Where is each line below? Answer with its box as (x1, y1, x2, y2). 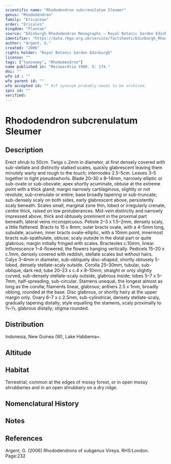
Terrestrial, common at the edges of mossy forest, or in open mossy (5, 379, 148, 385)
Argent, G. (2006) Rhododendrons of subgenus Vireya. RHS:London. (5, 447, 149, 453)
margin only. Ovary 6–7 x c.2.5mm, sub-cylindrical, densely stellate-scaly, (5, 294, 160, 301)
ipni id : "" (5, 88, 31, 93)
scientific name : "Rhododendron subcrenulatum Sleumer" (5, 7, 126, 13)
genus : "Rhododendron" (5, 12, 53, 17)
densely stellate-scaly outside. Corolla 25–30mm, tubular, (19, 262, 140, 268)
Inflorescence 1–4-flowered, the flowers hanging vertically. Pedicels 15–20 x (5, 245, 165, 252)
